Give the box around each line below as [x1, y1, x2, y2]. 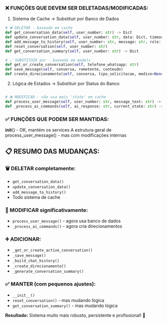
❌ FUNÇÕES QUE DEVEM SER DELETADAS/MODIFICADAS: [5, 4, 149, 11]
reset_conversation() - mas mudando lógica [12, 297, 104, 303]
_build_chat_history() [12, 259, 60, 264]
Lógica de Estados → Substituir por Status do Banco [12, 81, 120, 87]
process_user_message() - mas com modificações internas [5, 132, 127, 138]
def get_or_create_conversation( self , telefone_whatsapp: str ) [5, 62, 139, 67]
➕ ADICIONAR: [5, 235, 41, 242]
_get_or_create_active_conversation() [12, 248, 93, 253]
